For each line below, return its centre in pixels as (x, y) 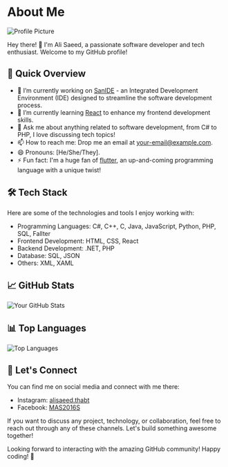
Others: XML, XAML (46, 263)
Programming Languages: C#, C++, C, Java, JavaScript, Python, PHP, (116, 226)
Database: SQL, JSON (49, 255)
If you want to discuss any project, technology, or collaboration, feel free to (114, 421)
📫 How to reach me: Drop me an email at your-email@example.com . (115, 142)
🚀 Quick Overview (47, 74)
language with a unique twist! (59, 170)
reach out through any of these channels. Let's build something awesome (112, 428)
